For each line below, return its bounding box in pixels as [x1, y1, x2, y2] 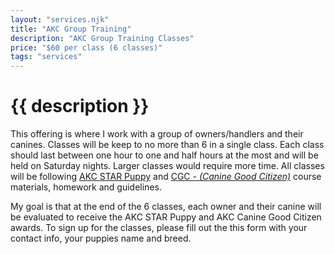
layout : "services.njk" [10, 14, 110, 25]
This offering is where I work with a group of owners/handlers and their [10, 128, 304, 140]
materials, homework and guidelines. [10, 181, 162, 193]
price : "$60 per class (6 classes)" [10, 42, 163, 53]
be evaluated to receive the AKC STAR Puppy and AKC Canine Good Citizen [10, 211, 322, 223]
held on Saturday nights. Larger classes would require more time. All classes [10, 160, 325, 172]
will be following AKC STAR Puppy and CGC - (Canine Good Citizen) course [10, 171, 322, 183]
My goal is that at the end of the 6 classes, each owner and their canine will [10, 201, 322, 213]
